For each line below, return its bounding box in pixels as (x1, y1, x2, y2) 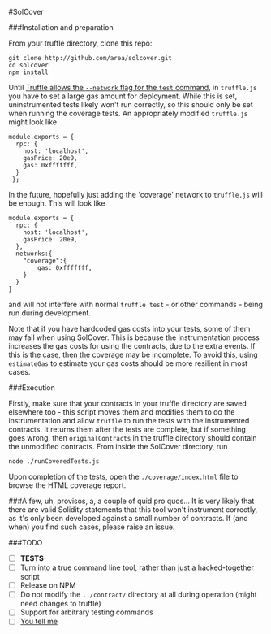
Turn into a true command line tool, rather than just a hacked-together (19, 562, 254, 572)
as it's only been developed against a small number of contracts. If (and (8, 514, 249, 523)
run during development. (8, 308, 92, 318)
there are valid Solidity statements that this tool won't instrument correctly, (8, 505, 258, 515)
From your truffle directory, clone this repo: (8, 38, 153, 48)
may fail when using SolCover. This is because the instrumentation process (8, 332, 260, 342)
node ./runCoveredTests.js (8, 458, 100, 466)
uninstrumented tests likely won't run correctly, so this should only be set (8, 100, 253, 109)
